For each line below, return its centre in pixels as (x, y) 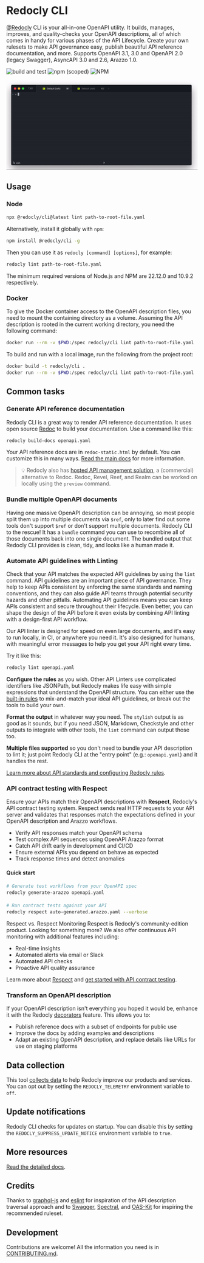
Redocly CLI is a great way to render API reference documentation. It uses (99, 422)
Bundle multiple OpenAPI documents (62, 499)
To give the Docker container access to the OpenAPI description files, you (99, 311)
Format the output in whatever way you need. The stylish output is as (95, 717)
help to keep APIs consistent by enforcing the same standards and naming (99, 587)
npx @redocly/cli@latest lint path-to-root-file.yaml (76, 217)
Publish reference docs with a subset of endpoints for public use (96, 1027)
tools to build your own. (36, 705)
